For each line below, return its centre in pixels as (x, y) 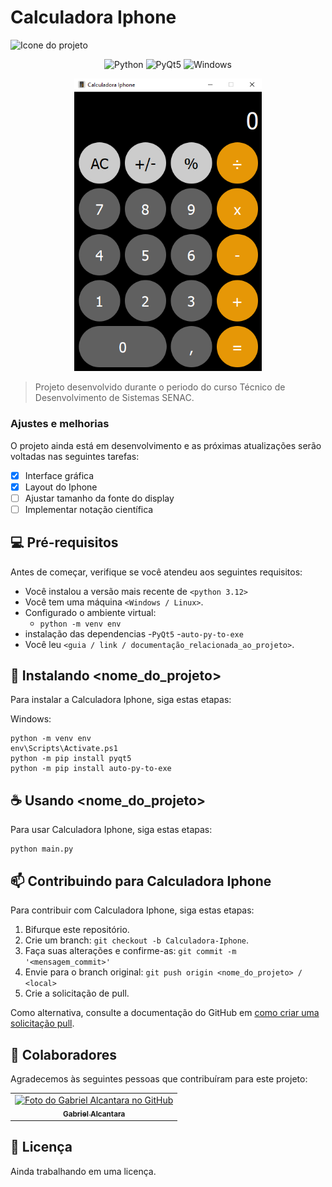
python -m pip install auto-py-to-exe (91, 769)
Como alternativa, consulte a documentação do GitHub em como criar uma (165, 1013)
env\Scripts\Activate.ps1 (64, 749)
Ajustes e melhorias (60, 424)
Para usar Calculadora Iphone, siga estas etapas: (111, 830)
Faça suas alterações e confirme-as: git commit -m (130, 951)
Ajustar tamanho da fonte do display (99, 498)
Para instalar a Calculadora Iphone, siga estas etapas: (121, 700)
